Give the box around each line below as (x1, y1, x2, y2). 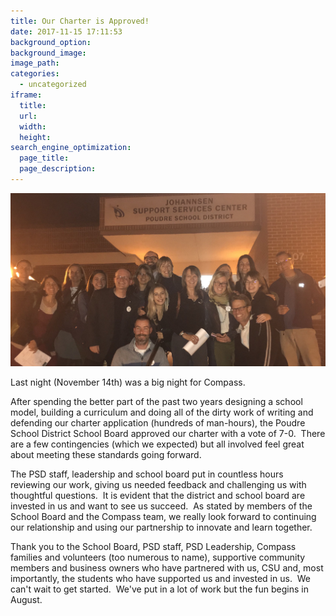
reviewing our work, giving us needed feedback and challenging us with (10, 479, 307, 491)
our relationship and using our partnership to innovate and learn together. (10, 521, 313, 534)
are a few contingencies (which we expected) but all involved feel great (10, 438, 305, 450)
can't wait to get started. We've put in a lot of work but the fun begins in (10, 583, 309, 595)
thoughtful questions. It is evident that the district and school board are (10, 490, 306, 502)
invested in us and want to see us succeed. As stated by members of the (10, 500, 313, 512)
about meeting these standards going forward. (10, 449, 202, 461)
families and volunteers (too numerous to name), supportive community (10, 551, 306, 564)
